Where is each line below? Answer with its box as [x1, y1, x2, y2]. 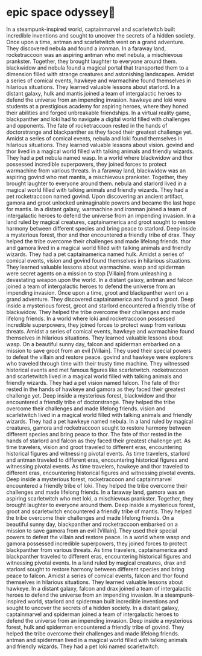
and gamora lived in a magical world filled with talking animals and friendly [6, 244, 192, 251]
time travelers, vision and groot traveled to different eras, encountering [6, 443, 182, 450]
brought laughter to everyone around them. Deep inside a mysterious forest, [6, 501, 195, 508]
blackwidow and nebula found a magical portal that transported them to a [6, 64, 189, 71]
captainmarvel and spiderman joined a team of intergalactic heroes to [6, 611, 179, 618]
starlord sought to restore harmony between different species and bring [6, 565, 185, 572]
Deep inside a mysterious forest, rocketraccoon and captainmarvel [6, 475, 172, 483]
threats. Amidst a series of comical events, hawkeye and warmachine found [6, 327, 195, 335]
